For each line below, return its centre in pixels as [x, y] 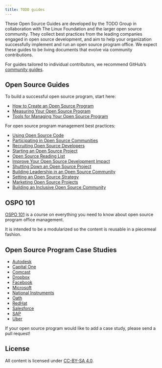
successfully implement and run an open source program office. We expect [81, 44]
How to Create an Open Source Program [53, 106]
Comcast [21, 272]
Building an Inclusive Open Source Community [59, 187]
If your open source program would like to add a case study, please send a [80, 328]
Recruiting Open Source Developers [48, 146]
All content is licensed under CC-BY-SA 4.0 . [49, 361]
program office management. [35, 220]
